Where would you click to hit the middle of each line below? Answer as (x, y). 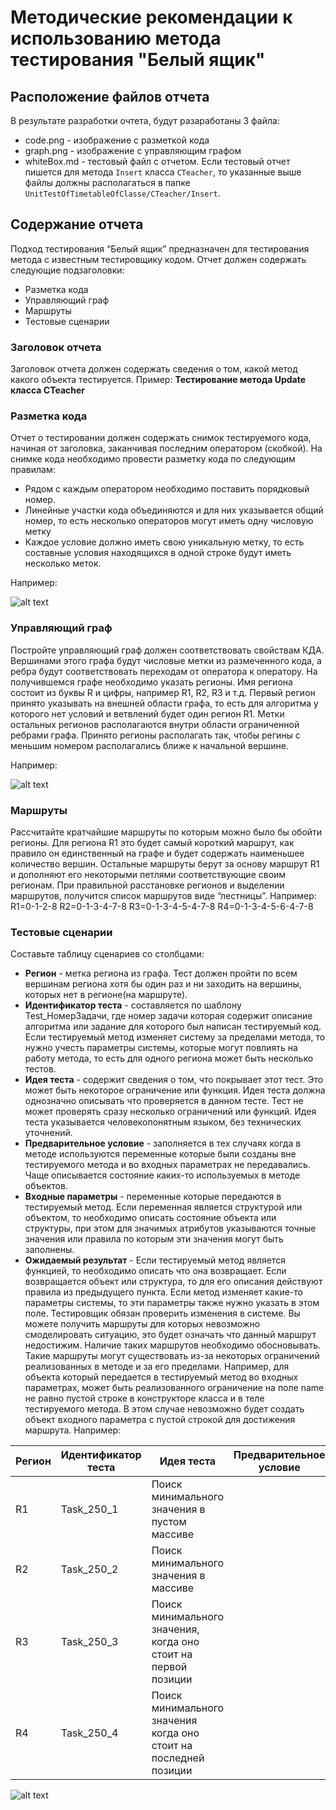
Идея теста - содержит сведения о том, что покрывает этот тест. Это (174, 1080)
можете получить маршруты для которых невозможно (142, 1324)
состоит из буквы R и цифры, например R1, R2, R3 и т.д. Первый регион (163, 692)
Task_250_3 (89, 1642)
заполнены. (49, 1250)
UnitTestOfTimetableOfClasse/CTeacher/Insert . (122, 193)
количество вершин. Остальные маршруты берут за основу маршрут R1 (165, 864)
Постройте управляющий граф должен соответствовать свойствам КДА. (167, 650)
